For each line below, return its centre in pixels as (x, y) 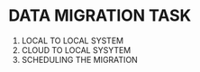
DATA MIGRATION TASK (100, 16)
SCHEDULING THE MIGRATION (80, 59)
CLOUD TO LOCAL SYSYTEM (76, 49)
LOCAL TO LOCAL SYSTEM (72, 40)
